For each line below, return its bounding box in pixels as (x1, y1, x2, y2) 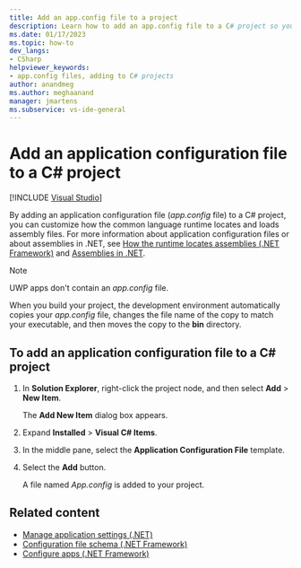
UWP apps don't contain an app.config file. (9, 283, 169, 293)
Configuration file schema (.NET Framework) (21, 538, 188, 549)
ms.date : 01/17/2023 (9, 30, 87, 39)
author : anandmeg (9, 80, 74, 89)
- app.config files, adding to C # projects (9, 72, 175, 81)
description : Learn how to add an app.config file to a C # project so (9, 22, 279, 31)
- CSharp (9, 55, 42, 64)
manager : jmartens (9, 96, 78, 106)
